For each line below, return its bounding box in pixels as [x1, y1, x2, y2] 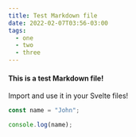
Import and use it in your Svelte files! [8, 91, 129, 100]
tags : [8, 26, 26, 34]
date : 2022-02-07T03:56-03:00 [8, 19, 109, 27]
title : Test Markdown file [8, 11, 98, 20]
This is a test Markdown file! [8, 73, 104, 83]
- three [15, 49, 41, 57]
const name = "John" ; [8, 107, 80, 115]
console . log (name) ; [8, 121, 73, 129]
